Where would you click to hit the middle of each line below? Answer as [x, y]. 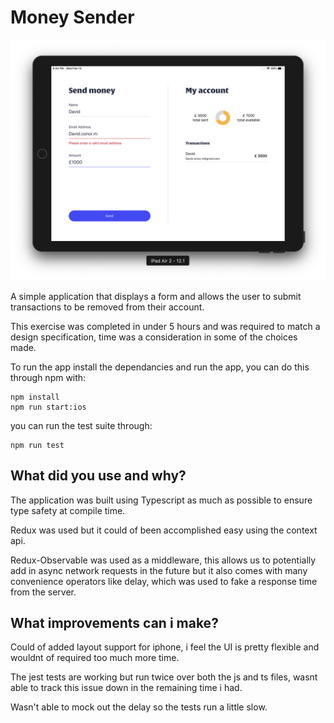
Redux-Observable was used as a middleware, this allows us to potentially [163, 560]
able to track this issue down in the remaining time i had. [126, 688]
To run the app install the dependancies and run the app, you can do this [160, 367]
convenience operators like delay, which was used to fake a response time [164, 581]
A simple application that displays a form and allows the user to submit [156, 296]
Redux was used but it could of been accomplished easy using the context [164, 530]
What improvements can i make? [114, 623]
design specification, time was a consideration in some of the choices [154, 337]
